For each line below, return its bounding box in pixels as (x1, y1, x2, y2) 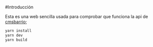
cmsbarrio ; (5, 19, 27, 24)
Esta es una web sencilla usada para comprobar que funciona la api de (5, 14, 148, 19)
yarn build (5, 37, 27, 42)
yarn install (5, 28, 32, 33)
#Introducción (5, 4, 33, 10)
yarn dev (5, 33, 23, 38)
